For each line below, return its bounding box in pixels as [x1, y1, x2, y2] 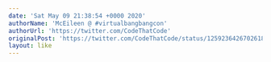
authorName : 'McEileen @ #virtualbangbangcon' [8, 19, 168, 27]
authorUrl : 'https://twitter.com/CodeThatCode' [8, 27, 172, 35]
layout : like [8, 42, 52, 50]
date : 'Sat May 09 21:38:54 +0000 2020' [8, 11, 147, 20]
